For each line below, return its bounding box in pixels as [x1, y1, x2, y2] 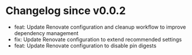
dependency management [14, 29, 79, 36]
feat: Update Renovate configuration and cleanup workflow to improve [14, 23, 186, 30]
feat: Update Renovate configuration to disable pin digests [14, 42, 156, 49]
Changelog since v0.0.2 [5, 4, 126, 18]
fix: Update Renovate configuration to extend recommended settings [14, 36, 182, 43]
